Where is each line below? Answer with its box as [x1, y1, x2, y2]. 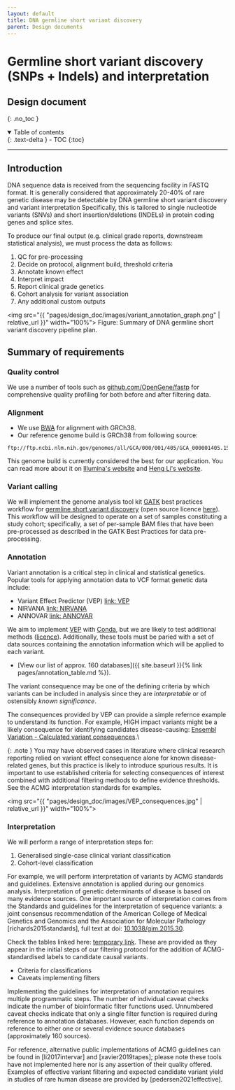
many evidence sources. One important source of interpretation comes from [7, 895, 227, 903]
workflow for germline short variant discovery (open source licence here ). [7, 505, 220, 514]
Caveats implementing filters [17, 974, 100, 982]
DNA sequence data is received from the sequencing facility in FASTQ [7, 181, 209, 190]
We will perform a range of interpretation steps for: [7, 837, 154, 847]
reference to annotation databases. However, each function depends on [7, 1017, 215, 1026]
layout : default [7, 10, 55, 17]
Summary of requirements [7, 346, 124, 358]
